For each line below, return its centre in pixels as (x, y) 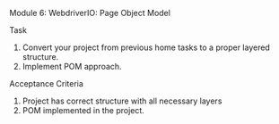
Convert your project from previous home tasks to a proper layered (146, 47)
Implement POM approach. (72, 66)
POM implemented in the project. (83, 110)
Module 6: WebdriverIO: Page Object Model (90, 13)
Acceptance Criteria (46, 83)
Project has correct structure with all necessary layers (122, 101)
